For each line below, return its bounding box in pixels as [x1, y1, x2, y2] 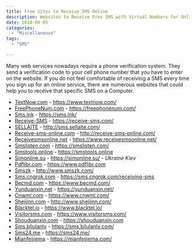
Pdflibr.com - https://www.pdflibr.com [14, 160, 106, 167]
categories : [6, 25, 35, 31]
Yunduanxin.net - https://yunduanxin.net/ [14, 185, 114, 192]
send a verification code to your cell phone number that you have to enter [6, 68, 183, 75]
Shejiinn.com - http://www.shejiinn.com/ [14, 198, 112, 205]
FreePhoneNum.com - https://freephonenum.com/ [14, 105, 136, 112]
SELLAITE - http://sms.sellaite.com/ [14, 123, 100, 130]
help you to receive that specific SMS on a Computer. [6, 87, 134, 94]
